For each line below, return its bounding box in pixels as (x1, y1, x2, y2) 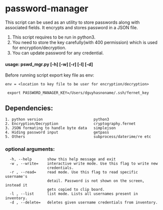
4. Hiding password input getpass (5, 129, 110, 135)
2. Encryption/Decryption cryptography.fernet (5, 121, 136, 126)
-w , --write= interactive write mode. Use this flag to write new (9, 161, 158, 166)
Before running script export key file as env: (5, 72, 95, 78)
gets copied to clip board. (47, 187, 105, 192)
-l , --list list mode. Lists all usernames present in (9, 191, 138, 197)
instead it (5, 183, 28, 188)
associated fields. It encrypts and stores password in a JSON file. (5, 24, 138, 30)
